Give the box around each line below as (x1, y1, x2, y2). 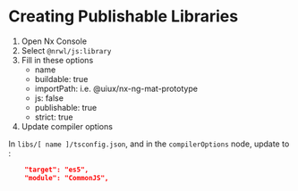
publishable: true (34, 102, 98, 112)
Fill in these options (21, 54, 94, 65)
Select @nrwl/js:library (21, 45, 112, 55)
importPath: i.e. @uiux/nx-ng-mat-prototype (34, 83, 199, 94)
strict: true (34, 112, 73, 122)
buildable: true (34, 73, 89, 84)
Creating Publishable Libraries (8, 6, 239, 27)
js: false (34, 92, 64, 104)
